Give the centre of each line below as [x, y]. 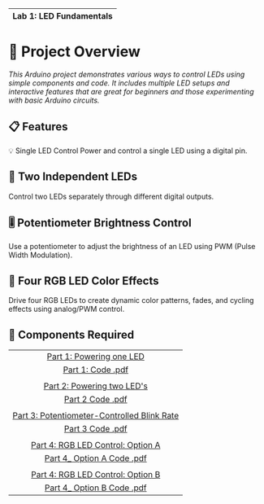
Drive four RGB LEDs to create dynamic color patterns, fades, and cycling [131, 300]
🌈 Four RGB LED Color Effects [84, 280]
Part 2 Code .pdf [95, 399]
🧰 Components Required [71, 334]
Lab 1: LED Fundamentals [63, 16]
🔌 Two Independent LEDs [73, 177]
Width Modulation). [41, 255]
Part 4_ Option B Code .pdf [95, 488]
